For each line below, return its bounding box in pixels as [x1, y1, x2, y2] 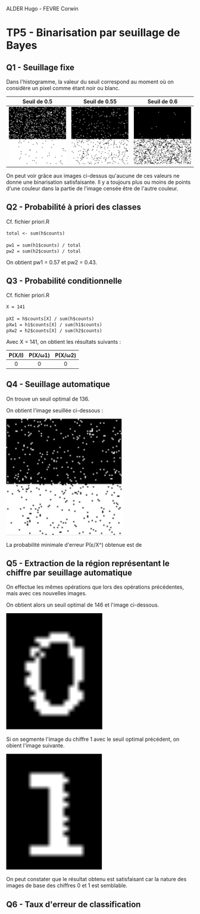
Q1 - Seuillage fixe [6, 62, 74, 72]
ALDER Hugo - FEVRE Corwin [6, 5, 79, 12]
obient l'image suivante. [6, 742, 65, 749]
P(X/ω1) [29, 352, 51, 359]
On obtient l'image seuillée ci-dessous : [6, 407, 104, 414]
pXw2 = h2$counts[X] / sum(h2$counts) [6, 328, 102, 334]
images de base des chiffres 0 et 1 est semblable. [6, 882, 128, 889]
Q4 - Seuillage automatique [6, 379, 110, 390]
